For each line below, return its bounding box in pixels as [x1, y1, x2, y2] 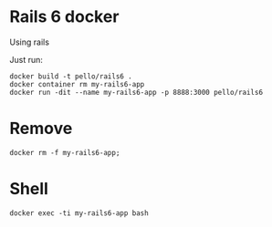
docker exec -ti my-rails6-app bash [9, 208, 149, 218]
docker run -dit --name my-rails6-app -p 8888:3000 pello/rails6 [9, 88, 263, 97]
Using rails [9, 36, 50, 47]
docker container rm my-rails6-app [9, 79, 145, 88]
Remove [9, 119, 73, 139]
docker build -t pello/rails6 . [9, 71, 132, 81]
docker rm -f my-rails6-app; [9, 148, 120, 157]
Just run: [9, 54, 44, 65]
